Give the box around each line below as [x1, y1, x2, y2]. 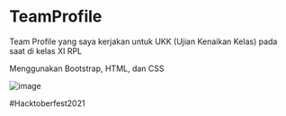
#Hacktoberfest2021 [9, 97, 85, 109]
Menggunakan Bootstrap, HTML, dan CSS [9, 63, 165, 74]
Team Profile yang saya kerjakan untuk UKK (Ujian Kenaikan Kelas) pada [9, 36, 278, 47]
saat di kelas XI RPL [9, 45, 83, 56]
